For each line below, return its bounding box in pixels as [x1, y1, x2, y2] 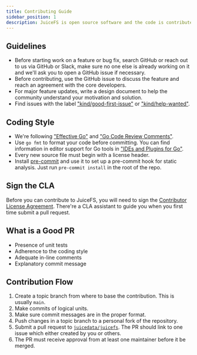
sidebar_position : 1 [6, 14, 57, 20]
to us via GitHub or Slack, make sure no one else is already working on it [14, 63, 190, 70]
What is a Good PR [6, 226, 75, 236]
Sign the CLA [6, 181, 55, 191]
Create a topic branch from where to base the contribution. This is [14, 292, 175, 299]
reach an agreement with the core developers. [14, 81, 127, 88]
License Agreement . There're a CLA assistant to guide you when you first [6, 203, 184, 210]
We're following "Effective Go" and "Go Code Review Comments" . [14, 133, 174, 139]
